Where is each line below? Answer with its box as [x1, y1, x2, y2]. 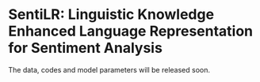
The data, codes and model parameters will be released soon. [8, 65, 211, 74]
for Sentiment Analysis [8, 39, 162, 57]
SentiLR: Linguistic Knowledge [8, 6, 215, 24]
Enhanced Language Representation [8, 22, 254, 40]
